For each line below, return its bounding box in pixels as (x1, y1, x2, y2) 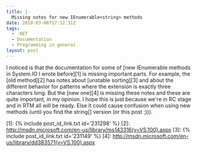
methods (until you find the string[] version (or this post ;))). (6, 108, 153, 115)
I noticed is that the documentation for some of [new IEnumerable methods (6, 64, 191, 71)
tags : (6, 25, 20, 32)
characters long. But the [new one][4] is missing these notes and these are (6, 89, 190, 96)
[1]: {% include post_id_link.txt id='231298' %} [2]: (6, 120, 130, 127)
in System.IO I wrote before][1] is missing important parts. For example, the (6, 70, 190, 77)
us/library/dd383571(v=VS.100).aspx (6, 138, 96, 146)
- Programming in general (11, 42, 76, 48)
